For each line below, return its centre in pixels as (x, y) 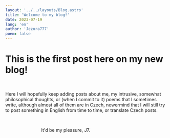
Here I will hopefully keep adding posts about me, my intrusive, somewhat (83, 94)
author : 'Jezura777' (27, 29)
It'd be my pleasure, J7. (66, 130)
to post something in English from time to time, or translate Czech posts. (81, 110)
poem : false (18, 34)
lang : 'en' (17, 24)
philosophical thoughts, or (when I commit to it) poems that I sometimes (81, 99)
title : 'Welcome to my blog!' (38, 15)
